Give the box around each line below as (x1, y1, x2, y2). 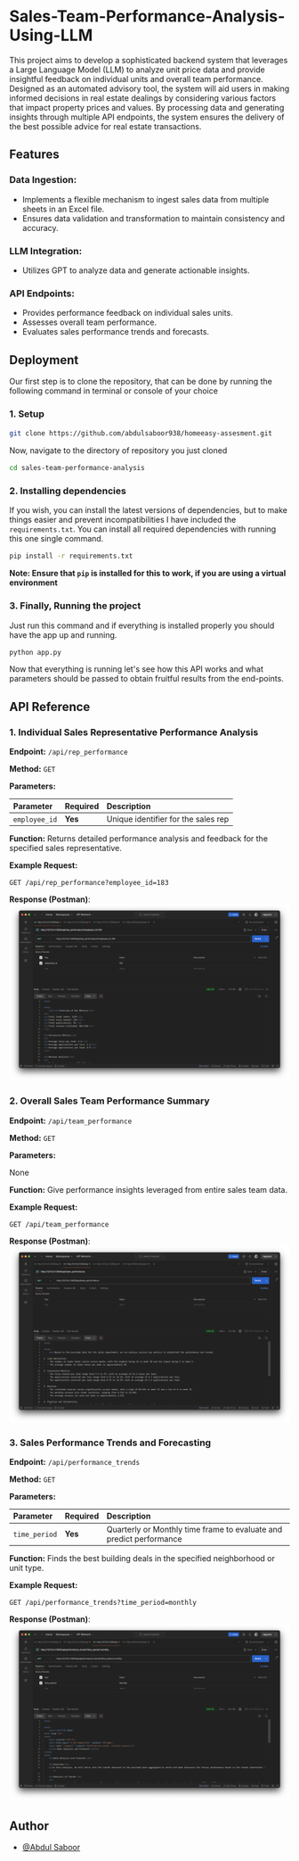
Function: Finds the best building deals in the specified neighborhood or (9, 1553, 276, 1564)
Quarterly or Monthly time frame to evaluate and (106, 1524, 283, 1534)
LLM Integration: (9, 244, 83, 257)
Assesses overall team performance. (21, 317, 158, 327)
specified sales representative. (9, 843, 122, 854)
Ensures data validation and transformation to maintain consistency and (21, 212, 285, 224)
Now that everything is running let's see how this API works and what (9, 664, 264, 674)
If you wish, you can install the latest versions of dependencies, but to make (9, 505, 287, 516)
